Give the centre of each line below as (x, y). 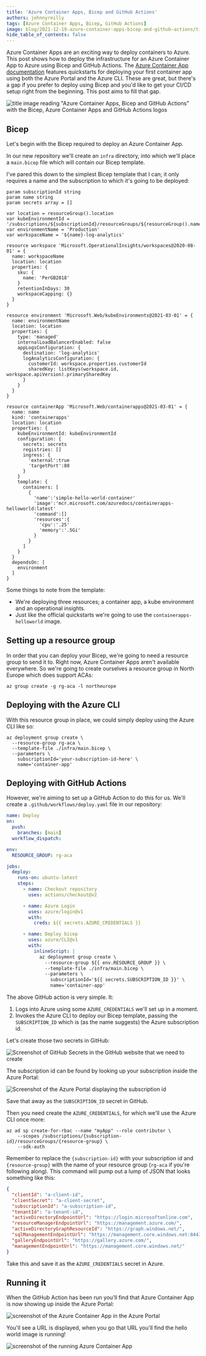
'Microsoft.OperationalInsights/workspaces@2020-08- (127, 245)
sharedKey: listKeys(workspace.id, (74, 369)
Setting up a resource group (61, 641)
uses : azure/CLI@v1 (53, 940)
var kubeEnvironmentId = (38, 218)
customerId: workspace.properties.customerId (88, 364)
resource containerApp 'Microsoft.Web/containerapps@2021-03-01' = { (97, 406)
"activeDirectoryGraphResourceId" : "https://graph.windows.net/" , (98, 1229)
